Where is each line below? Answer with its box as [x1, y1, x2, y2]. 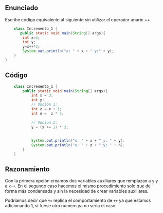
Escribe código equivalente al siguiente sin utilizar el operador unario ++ [5, 16, 150, 22]
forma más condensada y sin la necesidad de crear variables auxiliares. [5, 188, 149, 194]
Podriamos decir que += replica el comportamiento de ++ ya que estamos [5, 197, 151, 203]
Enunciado [5, 4, 38, 12]
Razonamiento [5, 165, 50, 174]
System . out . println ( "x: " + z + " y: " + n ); [31, 143, 125, 147]
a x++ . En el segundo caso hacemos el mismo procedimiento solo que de [5, 183, 151, 189]
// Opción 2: [31, 120, 57, 125]
